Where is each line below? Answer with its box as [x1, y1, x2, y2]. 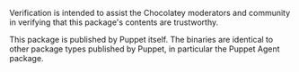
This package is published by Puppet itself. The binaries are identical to [9, 35, 274, 44]
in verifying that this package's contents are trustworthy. [9, 17, 219, 28]
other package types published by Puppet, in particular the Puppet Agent [9, 44, 280, 54]
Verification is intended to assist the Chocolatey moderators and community [9, 8, 291, 18]
